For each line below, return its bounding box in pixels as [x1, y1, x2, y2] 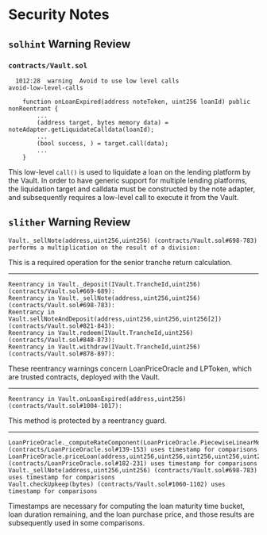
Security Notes [8, 6, 110, 24]
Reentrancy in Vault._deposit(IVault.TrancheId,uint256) [8, 280, 201, 288]
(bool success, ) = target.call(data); [37, 139, 169, 148]
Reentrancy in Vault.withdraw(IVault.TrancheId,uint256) [8, 343, 201, 351]
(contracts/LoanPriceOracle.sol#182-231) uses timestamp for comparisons [8, 459, 258, 468]
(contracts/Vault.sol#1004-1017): [8, 402, 123, 410]
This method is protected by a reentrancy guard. [8, 415, 167, 425]
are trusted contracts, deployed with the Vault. [8, 371, 161, 382]
